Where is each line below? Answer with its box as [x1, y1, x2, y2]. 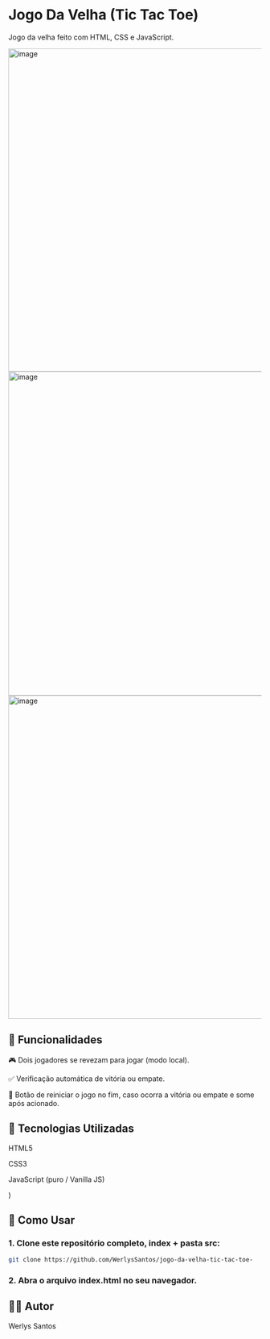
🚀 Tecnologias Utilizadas [8, 1122, 134, 1136]
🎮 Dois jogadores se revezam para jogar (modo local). [8, 1054, 190, 1065]
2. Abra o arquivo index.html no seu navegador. [8, 1275, 198, 1287]
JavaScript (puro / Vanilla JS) [8, 1175, 105, 1184]
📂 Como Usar [8, 1213, 76, 1227]
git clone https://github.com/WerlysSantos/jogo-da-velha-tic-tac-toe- [8, 1256, 253, 1264]
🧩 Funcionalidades [8, 1033, 103, 1047]
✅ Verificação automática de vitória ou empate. [8, 1074, 166, 1083]
